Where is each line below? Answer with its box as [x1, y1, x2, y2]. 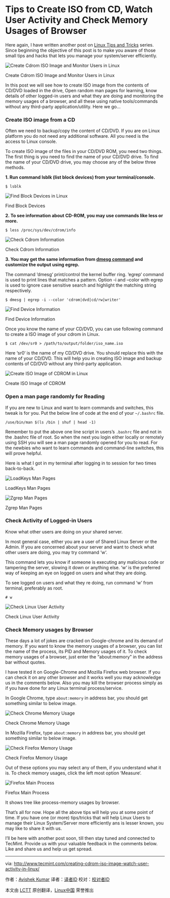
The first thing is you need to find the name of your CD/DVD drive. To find [5, 153, 158, 160]
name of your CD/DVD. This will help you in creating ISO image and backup [5, 356, 162, 362]
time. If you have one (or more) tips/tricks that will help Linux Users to [5, 814, 151, 821]
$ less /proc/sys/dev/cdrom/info [5, 228, 76, 233]
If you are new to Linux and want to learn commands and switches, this [5, 404, 154, 411]
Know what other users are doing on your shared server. [5, 528, 123, 535]
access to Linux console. [5, 138, 57, 145]
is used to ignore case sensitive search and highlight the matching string [5, 282, 157, 288]
